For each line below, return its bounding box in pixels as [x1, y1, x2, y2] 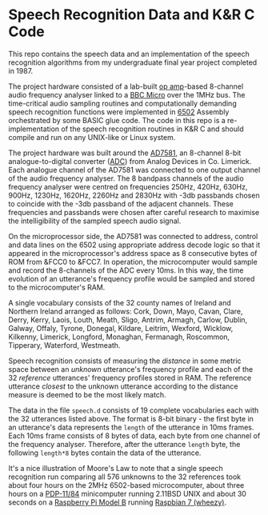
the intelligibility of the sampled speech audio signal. [8, 216, 182, 226]
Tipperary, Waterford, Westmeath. [8, 340, 121, 349]
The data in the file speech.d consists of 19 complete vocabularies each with [8, 405, 259, 415]
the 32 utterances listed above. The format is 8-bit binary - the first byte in [8, 413, 254, 423]
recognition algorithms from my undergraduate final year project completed [8, 58, 258, 67]
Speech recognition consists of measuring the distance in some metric [8, 356, 242, 365]
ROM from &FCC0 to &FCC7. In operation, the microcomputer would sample [8, 257, 258, 266]
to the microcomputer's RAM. [8, 282, 106, 292]
